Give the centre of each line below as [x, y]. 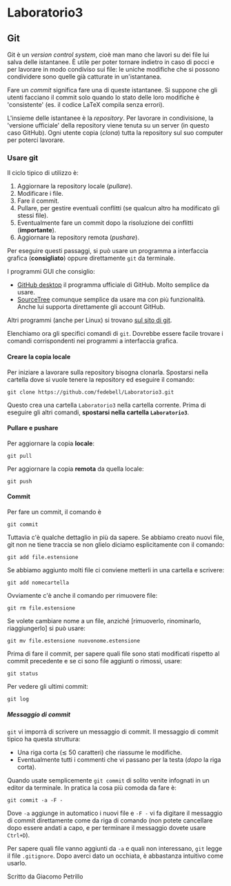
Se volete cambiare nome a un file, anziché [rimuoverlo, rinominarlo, [104, 621]
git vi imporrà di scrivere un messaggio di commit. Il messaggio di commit [113, 732]
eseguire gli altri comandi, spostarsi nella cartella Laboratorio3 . [98, 412]
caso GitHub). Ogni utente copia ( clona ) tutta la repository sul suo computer [115, 133]
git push [20, 481]
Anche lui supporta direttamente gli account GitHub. [91, 307]
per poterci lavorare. [36, 140]
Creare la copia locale [39, 356]
